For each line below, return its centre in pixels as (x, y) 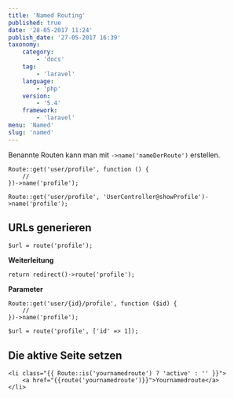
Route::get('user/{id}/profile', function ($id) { (93, 304)
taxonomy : (24, 45)
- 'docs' (51, 60)
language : (38, 81)
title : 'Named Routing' (47, 15)
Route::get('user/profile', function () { (79, 169)
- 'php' (49, 88)
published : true (35, 23)
